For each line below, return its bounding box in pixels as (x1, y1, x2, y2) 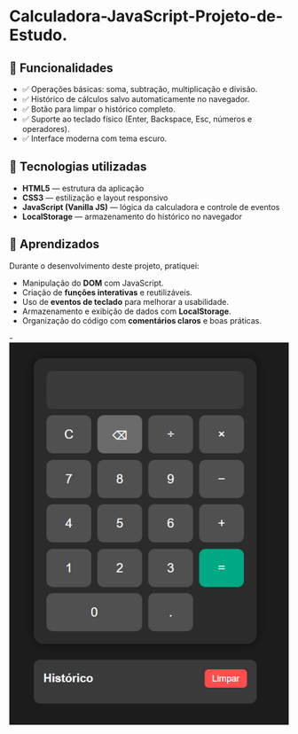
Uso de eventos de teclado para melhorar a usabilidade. (21, 296, 229, 307)
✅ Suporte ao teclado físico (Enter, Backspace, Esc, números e (21, 113, 253, 124)
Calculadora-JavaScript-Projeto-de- (9, 6, 284, 27)
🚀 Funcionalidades (9, 60, 114, 75)
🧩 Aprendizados (9, 237, 100, 252)
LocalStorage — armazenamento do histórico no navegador (21, 211, 242, 222)
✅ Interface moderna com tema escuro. (21, 133, 168, 144)
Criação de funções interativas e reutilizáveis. (21, 286, 192, 298)
